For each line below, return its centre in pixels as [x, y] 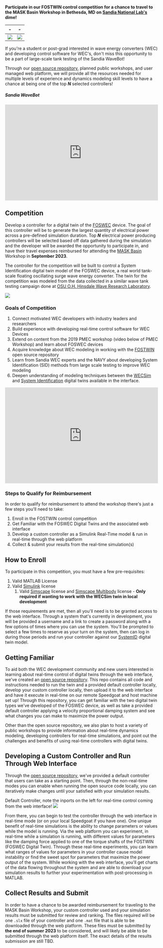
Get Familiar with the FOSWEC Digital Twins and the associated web [80, 524]
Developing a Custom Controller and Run [68, 756]
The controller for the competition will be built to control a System [71, 265]
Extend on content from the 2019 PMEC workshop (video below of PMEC [85, 339]
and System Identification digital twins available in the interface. [76, 381]
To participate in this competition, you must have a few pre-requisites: [75, 571]
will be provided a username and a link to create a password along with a [78, 622]
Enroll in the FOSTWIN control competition [54, 519]
